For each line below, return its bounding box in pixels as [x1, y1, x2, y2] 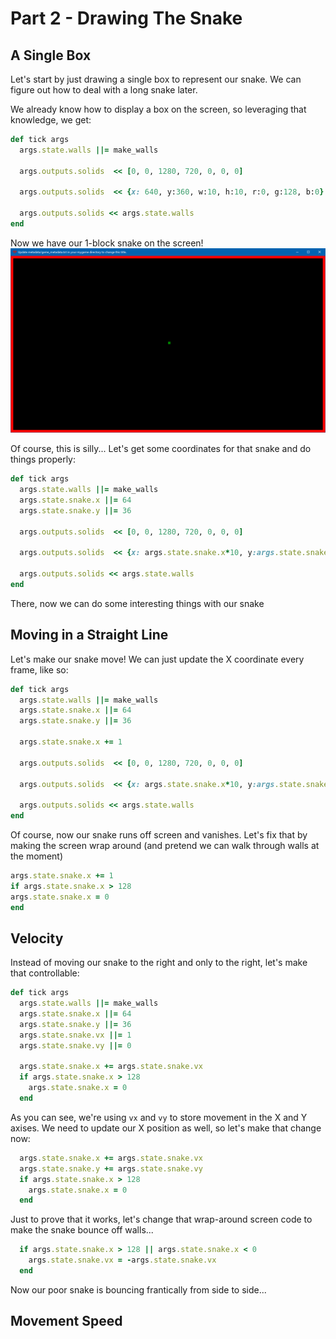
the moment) [10, 850, 63, 862]
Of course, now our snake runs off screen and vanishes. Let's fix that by [10, 829, 308, 841]
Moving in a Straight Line [10, 627, 169, 644]
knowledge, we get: [10, 114, 92, 126]
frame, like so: [10, 663, 69, 676]
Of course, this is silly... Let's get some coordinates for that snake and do [10, 443, 312, 455]
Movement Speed [10, 1313, 123, 1330]
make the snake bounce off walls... [10, 1224, 154, 1236]
